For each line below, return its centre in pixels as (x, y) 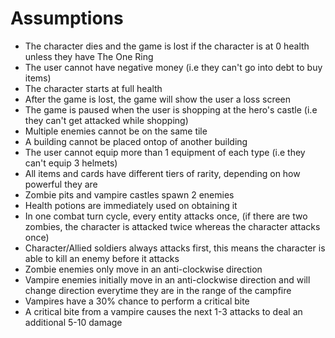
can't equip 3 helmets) (71, 163)
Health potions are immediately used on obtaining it (131, 205)
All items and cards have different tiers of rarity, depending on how (162, 173)
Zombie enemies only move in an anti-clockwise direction (143, 269)
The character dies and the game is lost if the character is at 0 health (167, 46)
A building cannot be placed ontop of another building (136, 141)
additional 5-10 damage (73, 322)
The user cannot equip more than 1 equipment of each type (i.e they (165, 152)
